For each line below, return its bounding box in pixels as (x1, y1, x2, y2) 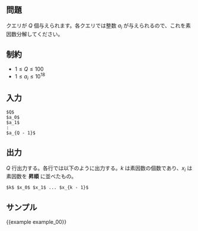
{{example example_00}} (6, 219, 67, 226)
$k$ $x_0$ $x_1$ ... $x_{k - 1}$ (6, 185, 89, 191)
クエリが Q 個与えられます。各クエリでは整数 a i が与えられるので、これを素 (6, 22, 191, 30)
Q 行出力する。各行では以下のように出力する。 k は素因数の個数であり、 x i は (6, 164, 193, 173)
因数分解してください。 (6, 30, 63, 37)
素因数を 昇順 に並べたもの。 (6, 173, 77, 180)
